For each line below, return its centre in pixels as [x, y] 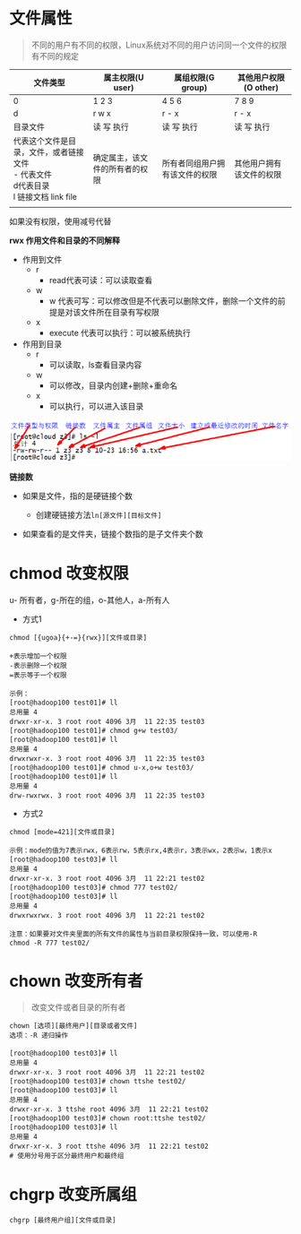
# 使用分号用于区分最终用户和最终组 [67, 1156]
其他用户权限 [261, 78]
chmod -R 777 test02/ [50, 943]
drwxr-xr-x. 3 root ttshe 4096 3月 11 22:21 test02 [109, 1147]
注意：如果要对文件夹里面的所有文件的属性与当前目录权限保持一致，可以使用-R [133, 934]
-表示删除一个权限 [38, 665]
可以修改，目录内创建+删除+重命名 [113, 385]
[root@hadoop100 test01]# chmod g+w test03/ [94, 730]
